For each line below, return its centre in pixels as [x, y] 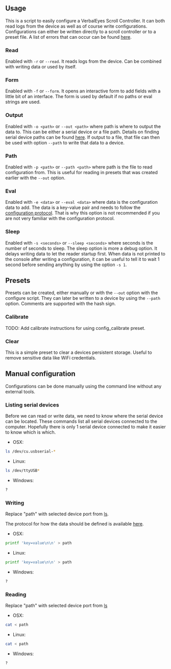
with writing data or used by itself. [41, 67]
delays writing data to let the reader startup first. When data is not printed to [86, 254]
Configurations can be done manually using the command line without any [83, 386]
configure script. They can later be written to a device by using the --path [83, 298]
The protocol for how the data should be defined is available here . [75, 524]
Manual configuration [40, 374]
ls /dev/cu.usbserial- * [31, 451]
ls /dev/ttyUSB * [22, 470]
